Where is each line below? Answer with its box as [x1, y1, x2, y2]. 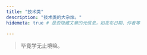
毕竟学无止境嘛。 [20, 42, 63, 50]
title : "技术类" [6, 8, 44, 15]
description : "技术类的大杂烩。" [6, 14, 82, 20]
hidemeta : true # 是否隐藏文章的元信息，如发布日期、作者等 [6, 20, 140, 26]
